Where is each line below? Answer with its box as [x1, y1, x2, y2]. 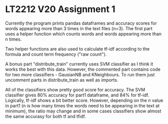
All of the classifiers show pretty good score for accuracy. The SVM [5, 86, 145, 92]
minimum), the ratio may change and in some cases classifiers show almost [5, 108, 161, 114]
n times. [5, 36, 22, 42]
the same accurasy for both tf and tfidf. [5, 113, 86, 119]
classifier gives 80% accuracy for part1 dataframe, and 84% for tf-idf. [5, 92, 149, 98]
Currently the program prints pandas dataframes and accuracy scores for [5, 20, 157, 26]
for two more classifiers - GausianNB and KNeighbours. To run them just [5, 71, 155, 77]
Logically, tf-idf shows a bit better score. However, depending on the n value [5, 97, 163, 103]
